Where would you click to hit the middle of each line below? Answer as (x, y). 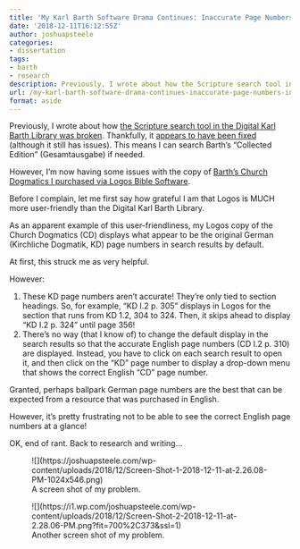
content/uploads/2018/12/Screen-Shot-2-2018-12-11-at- (134, 516)
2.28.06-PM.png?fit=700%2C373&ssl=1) (106, 526)
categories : (31, 42)
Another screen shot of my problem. (98, 535)
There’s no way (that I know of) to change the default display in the (145, 334)
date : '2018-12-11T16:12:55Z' (66, 26)
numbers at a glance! (48, 427)
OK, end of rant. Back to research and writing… (96, 443)
